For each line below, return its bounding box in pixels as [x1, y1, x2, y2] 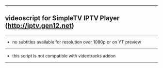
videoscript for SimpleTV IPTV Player [5, 14, 120, 22]
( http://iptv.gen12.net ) [5, 22, 74, 30]
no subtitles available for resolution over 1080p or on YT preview [12, 39, 142, 45]
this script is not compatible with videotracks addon [12, 53, 116, 58]
